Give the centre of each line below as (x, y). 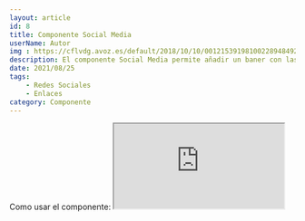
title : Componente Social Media (70, 34)
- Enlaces (44, 93)
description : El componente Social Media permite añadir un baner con (146, 60)
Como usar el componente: (60, 207)
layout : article (40, 18)
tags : (20, 77)
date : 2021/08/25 (42, 69)
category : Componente (50, 102)
